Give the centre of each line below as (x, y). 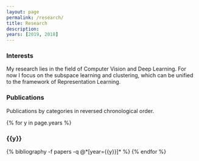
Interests (20, 56)
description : (23, 29)
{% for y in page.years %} (39, 123)
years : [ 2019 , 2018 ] (33, 35)
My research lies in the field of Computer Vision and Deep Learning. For (96, 69)
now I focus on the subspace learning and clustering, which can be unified (100, 75)
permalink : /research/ (35, 18)
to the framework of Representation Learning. (64, 82)
